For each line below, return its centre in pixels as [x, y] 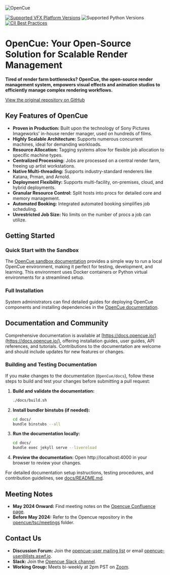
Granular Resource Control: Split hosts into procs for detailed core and [87, 193]
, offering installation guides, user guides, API [107, 341]
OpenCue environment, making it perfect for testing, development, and [79, 267]
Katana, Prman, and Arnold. [41, 177]
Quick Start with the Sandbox [42, 250]
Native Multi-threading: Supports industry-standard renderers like [82, 171]
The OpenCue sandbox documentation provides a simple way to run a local [84, 261]
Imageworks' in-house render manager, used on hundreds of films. [82, 133]
